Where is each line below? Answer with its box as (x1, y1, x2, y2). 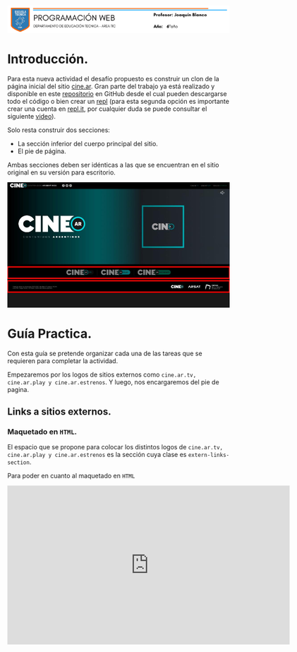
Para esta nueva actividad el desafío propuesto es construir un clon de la (7, 75, 220, 83)
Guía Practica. (7, 326, 92, 341)
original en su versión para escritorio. (7, 168, 116, 177)
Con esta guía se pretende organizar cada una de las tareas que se (7, 349, 202, 357)
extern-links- (188, 451, 230, 459)
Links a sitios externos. (7, 405, 111, 418)
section (7, 459, 30, 466)
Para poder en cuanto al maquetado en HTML (7, 472, 135, 480)
